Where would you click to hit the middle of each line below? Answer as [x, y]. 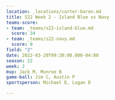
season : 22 [19, 61]
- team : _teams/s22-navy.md [41, 39]
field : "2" [19, 50]
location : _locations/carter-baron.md [54, 11]
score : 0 [22, 45]
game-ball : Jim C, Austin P [41, 77]
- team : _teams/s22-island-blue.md [50, 28]
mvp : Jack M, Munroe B [34, 72]
